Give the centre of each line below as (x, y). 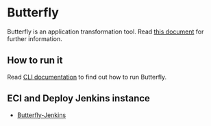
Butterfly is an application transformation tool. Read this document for (105, 32)
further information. (35, 38)
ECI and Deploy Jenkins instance (79, 98)
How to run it (35, 61)
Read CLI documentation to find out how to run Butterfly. (87, 77)
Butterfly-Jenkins (41, 115)
